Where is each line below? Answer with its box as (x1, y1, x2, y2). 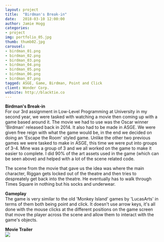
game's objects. (5, 217, 38, 223)
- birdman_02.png (5, 53, 41, 58)
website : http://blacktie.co (5, 90, 65, 95)
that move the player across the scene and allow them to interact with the (5, 212, 154, 218)
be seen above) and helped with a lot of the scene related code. (5, 156, 135, 162)
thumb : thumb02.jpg (5, 40, 45, 44)
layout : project (5, 7, 38, 12)
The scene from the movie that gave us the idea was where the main (5, 165, 144, 171)
